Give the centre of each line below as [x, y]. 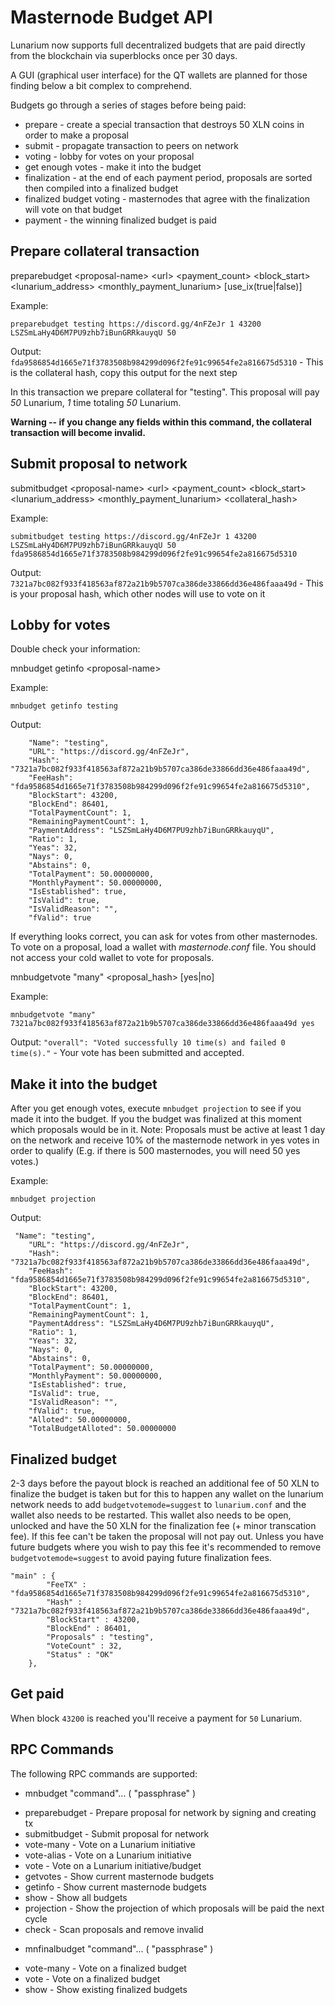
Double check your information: [75, 649]
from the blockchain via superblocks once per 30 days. [124, 55]
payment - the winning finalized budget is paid [120, 220]
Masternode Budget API [111, 17]
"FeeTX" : [66, 1585]
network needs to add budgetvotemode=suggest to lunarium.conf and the [158, 1504]
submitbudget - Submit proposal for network [117, 1833]
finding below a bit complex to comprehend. [101, 85]
